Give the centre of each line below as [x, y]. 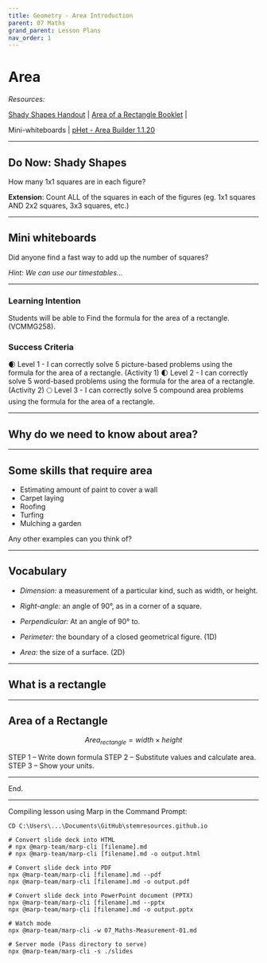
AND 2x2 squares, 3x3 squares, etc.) [69, 205]
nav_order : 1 [30, 38]
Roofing [33, 507]
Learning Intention [44, 301]
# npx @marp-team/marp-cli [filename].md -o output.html [104, 854]
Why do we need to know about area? [103, 434]
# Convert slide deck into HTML [62, 840]
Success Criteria [41, 347]
